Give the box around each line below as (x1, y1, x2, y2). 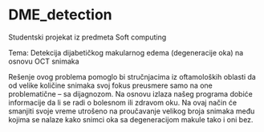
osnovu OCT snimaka (8, 56, 79, 66)
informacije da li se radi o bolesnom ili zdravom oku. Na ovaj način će (8, 97, 238, 107)
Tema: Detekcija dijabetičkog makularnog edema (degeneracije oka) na (8, 47, 244, 57)
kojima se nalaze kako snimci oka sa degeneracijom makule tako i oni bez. (8, 114, 254, 124)
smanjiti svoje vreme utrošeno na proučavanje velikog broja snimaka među (8, 106, 255, 116)
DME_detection (8, 6, 112, 24)
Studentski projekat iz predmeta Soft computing (8, 32, 167, 42)
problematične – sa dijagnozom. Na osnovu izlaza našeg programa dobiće (8, 89, 253, 98)
